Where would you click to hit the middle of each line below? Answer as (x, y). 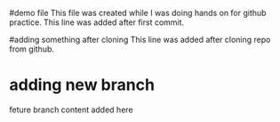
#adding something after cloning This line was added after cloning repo (140, 40)
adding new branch (82, 85)
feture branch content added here (71, 110)
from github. (32, 49)
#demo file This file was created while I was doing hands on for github (138, 13)
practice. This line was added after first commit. (97, 22)
